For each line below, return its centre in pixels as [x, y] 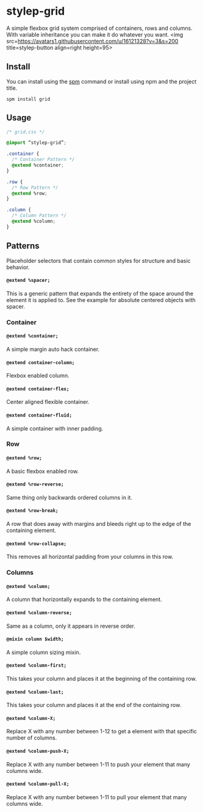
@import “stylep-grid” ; [37, 143]
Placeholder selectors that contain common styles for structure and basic [98, 260]
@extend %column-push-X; [38, 752]
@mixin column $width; [35, 639]
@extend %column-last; [35, 692]
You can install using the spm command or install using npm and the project [101, 81]
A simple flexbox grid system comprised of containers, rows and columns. [100, 28]
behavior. [18, 267]
